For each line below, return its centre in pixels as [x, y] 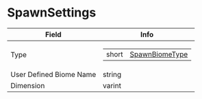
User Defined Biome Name [53, 74]
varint [112, 85]
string [112, 74]
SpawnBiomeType [159, 54]
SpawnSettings [52, 13]
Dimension [28, 85]
